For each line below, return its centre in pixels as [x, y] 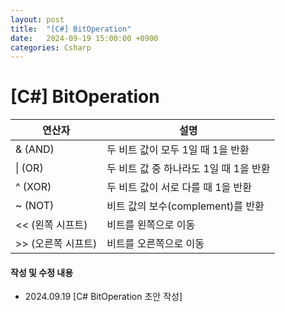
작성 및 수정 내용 [42, 272]
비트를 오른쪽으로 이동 [155, 244]
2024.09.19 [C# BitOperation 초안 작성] [103, 297]
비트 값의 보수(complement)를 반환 [185, 206]
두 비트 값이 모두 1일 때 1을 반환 [178, 150]
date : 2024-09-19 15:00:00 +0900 [84, 38]
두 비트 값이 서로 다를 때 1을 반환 [179, 188]
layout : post [37, 19]
